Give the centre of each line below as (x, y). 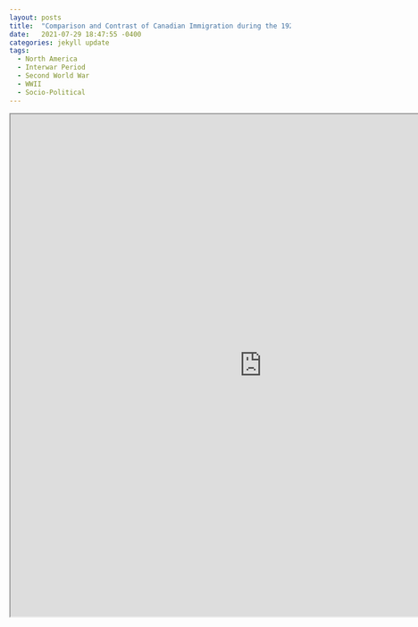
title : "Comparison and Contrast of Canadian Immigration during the (143, 26)
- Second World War (54, 76)
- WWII (29, 84)
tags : (19, 51)
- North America (47, 59)
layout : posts (36, 17)
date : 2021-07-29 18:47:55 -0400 (75, 34)
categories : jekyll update (59, 42)
